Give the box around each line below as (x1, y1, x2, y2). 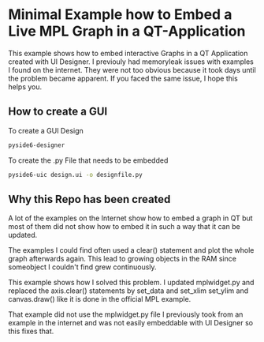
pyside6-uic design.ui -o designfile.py (8, 171, 143, 179)
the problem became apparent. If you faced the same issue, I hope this (8, 73, 238, 83)
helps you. (8, 81, 43, 92)
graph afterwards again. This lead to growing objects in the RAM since (8, 254, 236, 264)
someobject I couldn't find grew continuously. (8, 262, 157, 272)
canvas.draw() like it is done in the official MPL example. (8, 295, 191, 304)
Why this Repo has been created (8, 192, 171, 206)
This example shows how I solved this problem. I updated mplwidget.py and (8, 278, 255, 288)
